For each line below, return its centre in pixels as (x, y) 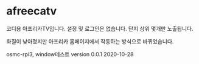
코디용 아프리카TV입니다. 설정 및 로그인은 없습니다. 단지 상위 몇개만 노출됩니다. (100, 28)
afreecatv (32, 11)
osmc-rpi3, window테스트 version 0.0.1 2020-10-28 (70, 54)
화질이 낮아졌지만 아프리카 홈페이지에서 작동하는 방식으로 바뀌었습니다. (90, 41)
